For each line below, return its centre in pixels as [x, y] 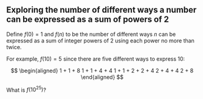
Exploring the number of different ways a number [101, 10]
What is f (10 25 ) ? [26, 89]
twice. [14, 47]
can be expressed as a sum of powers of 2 [88, 20]
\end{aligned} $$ [102, 77]
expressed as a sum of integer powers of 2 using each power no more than [100, 40]
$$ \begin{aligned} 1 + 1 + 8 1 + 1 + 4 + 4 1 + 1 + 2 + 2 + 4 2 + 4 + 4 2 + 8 [102, 70]
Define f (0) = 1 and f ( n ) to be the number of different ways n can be [91, 34]
